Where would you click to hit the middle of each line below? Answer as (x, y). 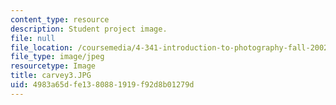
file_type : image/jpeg (57, 57)
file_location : (42, 47)
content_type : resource (60, 19)
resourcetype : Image (53, 66)
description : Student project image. (89, 29)
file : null (33, 38)
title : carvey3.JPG (51, 76)
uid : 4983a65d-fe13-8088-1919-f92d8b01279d (102, 85)
